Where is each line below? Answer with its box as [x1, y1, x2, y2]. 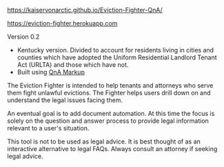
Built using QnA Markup [17, 68, 85, 76]
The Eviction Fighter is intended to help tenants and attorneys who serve [7, 81, 214, 89]
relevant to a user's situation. [7, 124, 90, 132]
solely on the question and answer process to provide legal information [7, 117, 209, 125]
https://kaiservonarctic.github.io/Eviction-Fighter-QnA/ [7, 6, 163, 14]
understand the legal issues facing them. [7, 96, 123, 104]
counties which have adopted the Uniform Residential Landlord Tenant [17, 53, 217, 61]
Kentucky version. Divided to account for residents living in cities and [17, 46, 214, 54]
